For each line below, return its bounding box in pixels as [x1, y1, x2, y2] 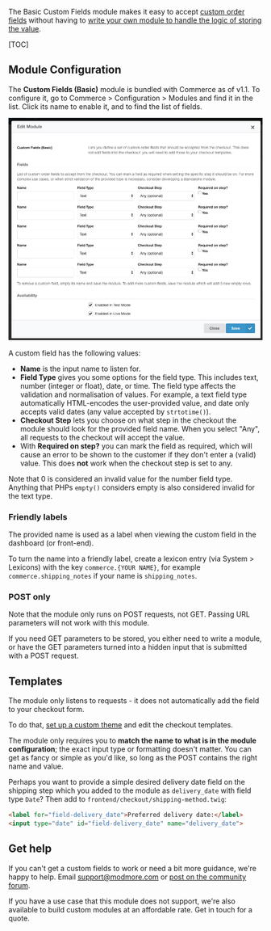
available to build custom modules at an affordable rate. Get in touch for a [8, 904, 252, 914]
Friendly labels [8, 511, 68, 522]
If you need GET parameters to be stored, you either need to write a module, [8, 634, 262, 643]
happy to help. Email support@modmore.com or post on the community [8, 872, 247, 882]
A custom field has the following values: [8, 348, 141, 358]
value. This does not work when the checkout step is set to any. [19, 458, 233, 468]
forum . [8, 880, 31, 890]
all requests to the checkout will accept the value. [19, 432, 186, 442]
